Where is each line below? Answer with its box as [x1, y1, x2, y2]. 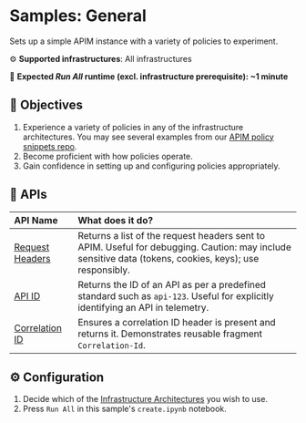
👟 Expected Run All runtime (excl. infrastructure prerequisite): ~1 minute [9, 70, 289, 82]
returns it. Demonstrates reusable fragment [76, 327, 262, 340]
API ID [14, 289, 41, 302]
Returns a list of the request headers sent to [76, 229, 266, 242]
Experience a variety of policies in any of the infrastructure [22, 121, 244, 132]
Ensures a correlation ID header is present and [76, 315, 276, 328]
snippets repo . [22, 140, 77, 151]
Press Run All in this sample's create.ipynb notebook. [22, 403, 228, 415]
